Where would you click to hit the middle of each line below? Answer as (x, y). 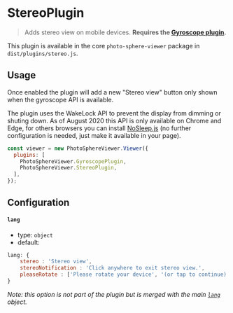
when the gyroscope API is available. (61, 99)
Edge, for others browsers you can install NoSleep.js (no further (99, 128)
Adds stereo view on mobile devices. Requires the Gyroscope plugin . (125, 32)
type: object (35, 235)
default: (28, 242)
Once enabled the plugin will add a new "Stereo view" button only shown (112, 92)
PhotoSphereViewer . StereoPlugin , (69, 168)
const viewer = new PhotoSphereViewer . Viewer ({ (78, 148)
